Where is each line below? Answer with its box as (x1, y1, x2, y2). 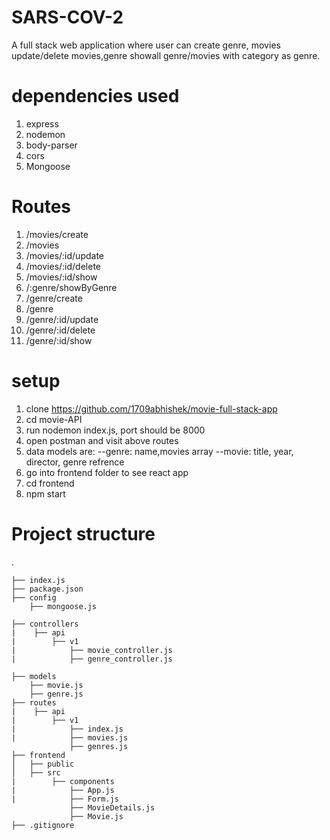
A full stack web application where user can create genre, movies (11, 39, 281, 51)
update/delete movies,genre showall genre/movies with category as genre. (11, 49, 321, 61)
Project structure (11, 522, 156, 545)
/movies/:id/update (25, 249, 105, 261)
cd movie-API (25, 413, 83, 425)
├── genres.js (69, 741, 129, 751)
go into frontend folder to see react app (25, 466, 189, 478)
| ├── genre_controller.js (11, 654, 173, 664)
